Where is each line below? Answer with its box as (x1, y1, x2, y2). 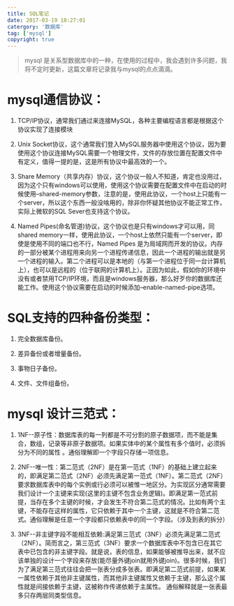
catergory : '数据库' (7, 23, 64, 30)
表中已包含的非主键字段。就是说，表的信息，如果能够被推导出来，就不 (17, 547, 220, 556)
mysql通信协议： (7, 92, 105, 108)
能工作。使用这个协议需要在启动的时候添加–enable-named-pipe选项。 (17, 283, 219, 292)
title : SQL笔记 (7, 10, 50, 17)
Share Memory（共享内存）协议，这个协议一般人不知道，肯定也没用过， (17, 172, 226, 181)
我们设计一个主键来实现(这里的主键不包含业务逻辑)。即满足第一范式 (17, 489, 212, 497)
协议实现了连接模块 (17, 125, 73, 133)
